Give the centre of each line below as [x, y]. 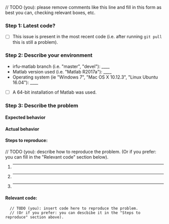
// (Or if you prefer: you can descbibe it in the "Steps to [75, 213]
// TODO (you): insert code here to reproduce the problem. [74, 208]
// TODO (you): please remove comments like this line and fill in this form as [83, 7]
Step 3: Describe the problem [42, 105]
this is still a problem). [35, 42]
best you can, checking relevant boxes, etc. [50, 13]
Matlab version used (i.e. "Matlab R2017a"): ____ [62, 71]
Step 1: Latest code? [30, 26]
